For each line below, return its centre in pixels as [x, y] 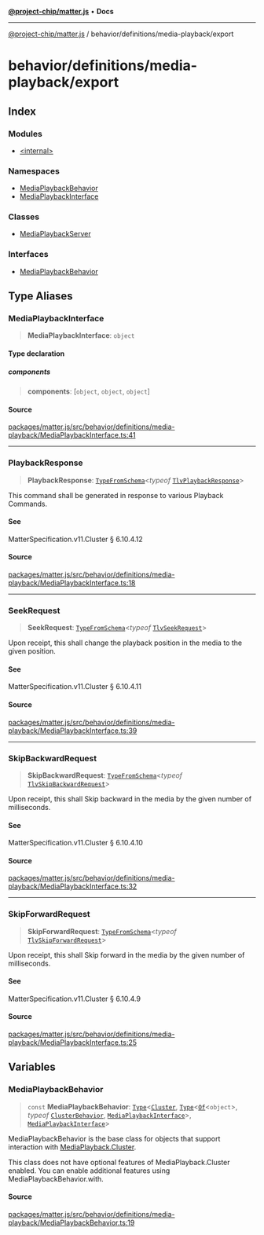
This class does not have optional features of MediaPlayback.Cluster [119, 1162]
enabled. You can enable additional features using [89, 1171]
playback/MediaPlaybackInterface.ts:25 [73, 1043]
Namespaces [34, 170]
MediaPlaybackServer [55, 234]
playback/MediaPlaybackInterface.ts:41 [72, 435]
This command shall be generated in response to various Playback [116, 495]
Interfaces [28, 255]
